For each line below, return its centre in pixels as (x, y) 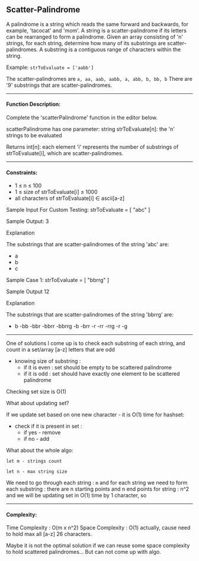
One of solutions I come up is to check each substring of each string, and (96, 343)
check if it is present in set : (48, 426)
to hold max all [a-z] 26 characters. (49, 534)
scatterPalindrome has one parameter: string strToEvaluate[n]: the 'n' (91, 129)
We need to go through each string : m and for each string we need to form (97, 483)
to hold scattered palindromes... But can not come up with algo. (84, 552)
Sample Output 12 (28, 292)
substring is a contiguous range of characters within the (113, 49)
